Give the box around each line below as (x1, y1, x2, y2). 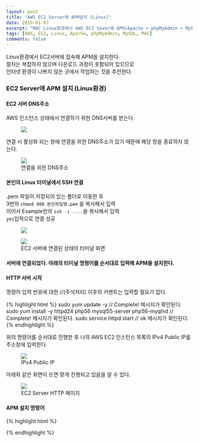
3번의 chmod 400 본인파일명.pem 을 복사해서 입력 (6, 200, 116, 207)
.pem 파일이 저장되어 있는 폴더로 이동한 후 (6, 193, 104, 200)
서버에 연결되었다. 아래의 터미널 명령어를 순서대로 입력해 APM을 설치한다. (6, 259, 175, 267)
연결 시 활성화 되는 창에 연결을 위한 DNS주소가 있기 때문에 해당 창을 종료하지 (6, 138, 183, 145)
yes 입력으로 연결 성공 (6, 215, 56, 222)
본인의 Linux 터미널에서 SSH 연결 (6, 178, 84, 185)
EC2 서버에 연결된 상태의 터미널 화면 (21, 245, 105, 252)
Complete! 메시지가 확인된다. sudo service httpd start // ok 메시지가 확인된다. (6, 315, 189, 322)
